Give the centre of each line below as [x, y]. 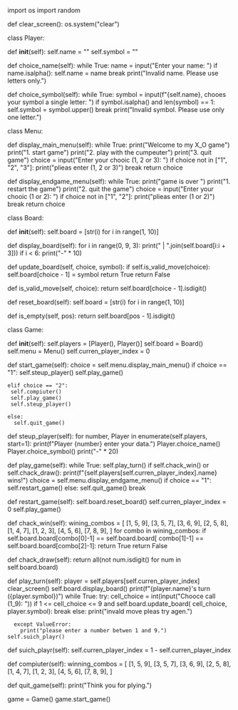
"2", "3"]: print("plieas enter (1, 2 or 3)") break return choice [95, 168]
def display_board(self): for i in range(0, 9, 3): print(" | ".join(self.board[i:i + [117, 246]
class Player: [26, 38]
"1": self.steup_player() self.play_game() [65, 372]
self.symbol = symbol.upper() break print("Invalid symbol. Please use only [116, 109]
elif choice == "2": [38, 386]
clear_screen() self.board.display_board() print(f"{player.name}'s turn [109, 588]
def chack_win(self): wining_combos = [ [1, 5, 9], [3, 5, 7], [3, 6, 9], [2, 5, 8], [118, 523]
